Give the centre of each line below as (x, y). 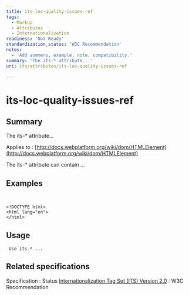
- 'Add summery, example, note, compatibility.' (72, 55)
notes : (14, 50)
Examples (24, 183)
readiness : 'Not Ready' (35, 39)
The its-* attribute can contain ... (45, 165)
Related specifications (48, 267)
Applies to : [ (21, 147)
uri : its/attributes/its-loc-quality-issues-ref (67, 66)
